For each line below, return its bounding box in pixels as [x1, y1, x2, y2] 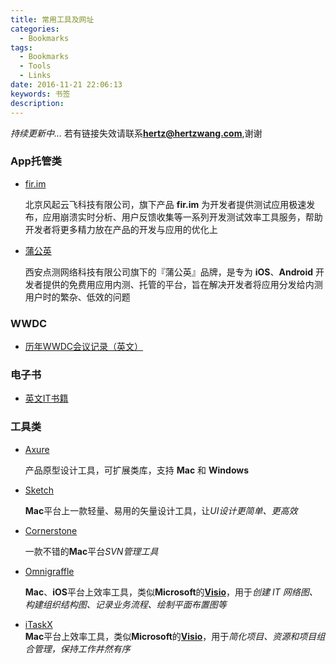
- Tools [19, 61, 52, 71]
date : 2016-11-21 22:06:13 [10, 80, 123, 90]
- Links [19, 71, 52, 81]
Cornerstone [24, 524, 78, 536]
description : [10, 98, 65, 108]
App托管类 [10, 154, 62, 168]
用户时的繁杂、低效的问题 [24, 291, 131, 303]
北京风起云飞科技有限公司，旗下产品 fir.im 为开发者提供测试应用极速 [24, 198, 307, 210]
